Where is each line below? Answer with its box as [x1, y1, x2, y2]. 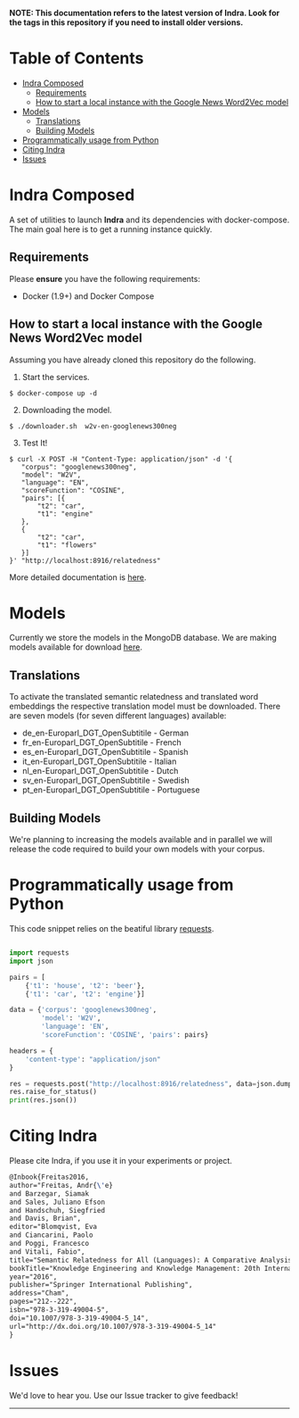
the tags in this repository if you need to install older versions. [9, 17, 244, 28]
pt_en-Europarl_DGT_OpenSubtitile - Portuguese [21, 784, 200, 795]
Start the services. [21, 371, 91, 382]
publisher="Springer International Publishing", [9, 1281, 193, 1289]
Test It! [21, 437, 48, 448]
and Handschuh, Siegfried [9, 1206, 105, 1215]
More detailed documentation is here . [9, 571, 147, 583]
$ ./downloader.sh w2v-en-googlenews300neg [9, 421, 177, 431]
